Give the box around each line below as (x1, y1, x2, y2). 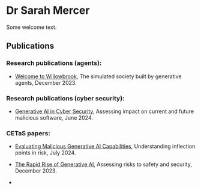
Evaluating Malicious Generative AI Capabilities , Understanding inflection (14, 142, 196, 150)
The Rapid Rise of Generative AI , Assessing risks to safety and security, (14, 161, 192, 168)
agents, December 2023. (14, 79, 77, 86)
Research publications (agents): (6, 59, 102, 67)
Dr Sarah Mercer (6, 4, 90, 17)
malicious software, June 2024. (14, 114, 93, 121)
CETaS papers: (6, 129, 51, 137)
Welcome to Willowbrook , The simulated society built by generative (14, 73, 182, 80)
